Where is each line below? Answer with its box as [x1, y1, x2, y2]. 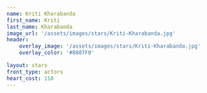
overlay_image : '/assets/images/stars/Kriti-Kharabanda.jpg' [19, 43, 201, 50]
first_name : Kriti [6, 17, 60, 24]
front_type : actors [6, 68, 64, 76]
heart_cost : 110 [6, 75, 54, 82]
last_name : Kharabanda [6, 23, 73, 30]
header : [6, 36, 29, 43]
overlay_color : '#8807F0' [19, 50, 95, 57]
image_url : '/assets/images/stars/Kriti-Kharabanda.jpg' [6, 29, 176, 37]
